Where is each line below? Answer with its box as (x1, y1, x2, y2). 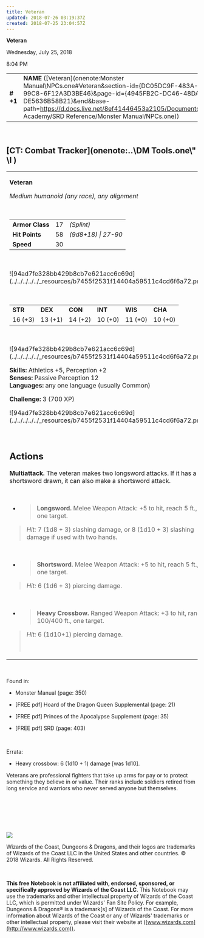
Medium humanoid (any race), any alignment (9, 192, 138, 201)
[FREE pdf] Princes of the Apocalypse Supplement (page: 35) (15, 712, 169, 720)
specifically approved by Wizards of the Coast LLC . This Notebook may (6, 886, 189, 893)
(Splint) (69, 220, 90, 229)
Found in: (6, 677, 30, 684)
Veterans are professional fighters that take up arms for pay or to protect (6, 771, 188, 779)
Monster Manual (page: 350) (15, 689, 87, 697)
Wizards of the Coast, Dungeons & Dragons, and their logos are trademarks (6, 843, 195, 850)
